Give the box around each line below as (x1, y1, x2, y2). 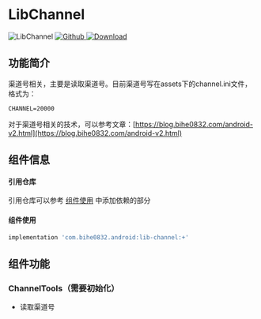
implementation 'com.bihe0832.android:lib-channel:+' (8, 233, 190, 242)
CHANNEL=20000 (8, 104, 55, 112)
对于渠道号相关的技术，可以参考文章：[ (8, 119, 136, 129)
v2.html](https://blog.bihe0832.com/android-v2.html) (8, 128, 183, 137)
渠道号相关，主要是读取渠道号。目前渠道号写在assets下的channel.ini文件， (8, 79, 252, 88)
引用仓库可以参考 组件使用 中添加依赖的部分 (8, 196, 151, 205)
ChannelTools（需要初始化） (8, 283, 120, 294)
